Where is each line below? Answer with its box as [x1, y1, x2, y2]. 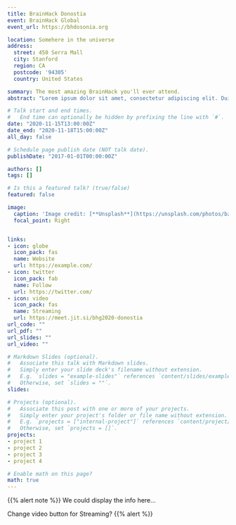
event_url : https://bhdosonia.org [7, 23, 109, 30]
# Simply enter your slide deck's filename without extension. [7, 367, 202, 374]
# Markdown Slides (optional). [7, 353, 99, 360]
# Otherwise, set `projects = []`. [7, 425, 118, 432]
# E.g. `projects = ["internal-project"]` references [7, 418, 174, 426]
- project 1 [7, 438, 42, 445]
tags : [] [7, 172, 33, 179]
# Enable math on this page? [7, 470, 93, 477]
